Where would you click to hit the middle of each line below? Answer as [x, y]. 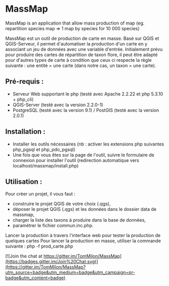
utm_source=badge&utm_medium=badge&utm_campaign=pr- [70, 272]
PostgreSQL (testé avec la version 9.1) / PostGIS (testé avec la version [86, 110]
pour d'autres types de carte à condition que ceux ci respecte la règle [78, 60]
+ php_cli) [23, 99]
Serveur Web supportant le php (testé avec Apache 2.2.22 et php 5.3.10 [88, 94]
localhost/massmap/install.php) [46, 165]
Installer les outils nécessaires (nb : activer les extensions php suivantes [88, 144]
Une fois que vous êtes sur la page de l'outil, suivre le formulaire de [83, 155]
